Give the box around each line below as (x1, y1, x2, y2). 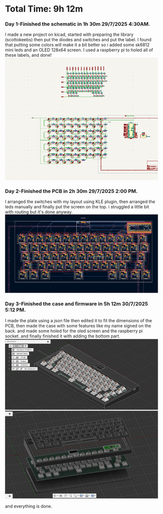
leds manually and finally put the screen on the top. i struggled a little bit (5, 204, 149, 210)
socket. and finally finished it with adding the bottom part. (5, 333, 120, 339)
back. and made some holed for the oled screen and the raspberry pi (5, 328, 143, 334)
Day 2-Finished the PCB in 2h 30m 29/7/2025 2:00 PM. (5, 188, 138, 195)
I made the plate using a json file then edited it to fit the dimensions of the (5, 317, 152, 323)
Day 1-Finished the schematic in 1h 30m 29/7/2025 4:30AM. (5, 21, 150, 28)
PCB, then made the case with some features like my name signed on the (5, 323, 151, 328)
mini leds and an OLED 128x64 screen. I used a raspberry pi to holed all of (5, 47, 153, 53)
